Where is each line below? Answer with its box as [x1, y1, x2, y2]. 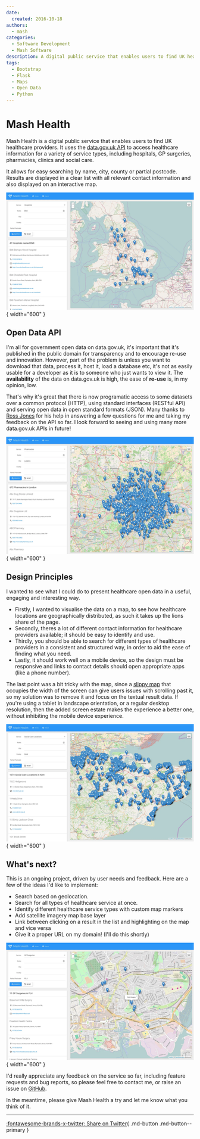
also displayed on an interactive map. [6, 181, 98, 188]
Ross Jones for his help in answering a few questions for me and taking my [6, 412, 190, 419]
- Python [11, 91, 33, 98]
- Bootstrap [11, 66, 42, 72]
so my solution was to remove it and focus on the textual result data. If [6, 693, 179, 700]
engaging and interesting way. [6, 594, 80, 601]
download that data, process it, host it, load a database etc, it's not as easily [6, 362, 193, 369]
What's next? [6, 859, 57, 869]
